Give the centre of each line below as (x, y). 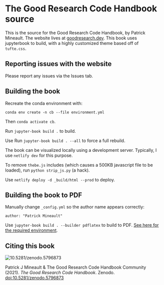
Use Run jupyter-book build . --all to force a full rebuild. (65, 141)
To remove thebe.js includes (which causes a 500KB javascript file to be (79, 165)
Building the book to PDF (44, 195)
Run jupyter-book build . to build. (41, 131)
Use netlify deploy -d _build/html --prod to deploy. (60, 179)
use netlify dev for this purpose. (39, 155)
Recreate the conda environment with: (44, 103)
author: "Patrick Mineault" (34, 216)
